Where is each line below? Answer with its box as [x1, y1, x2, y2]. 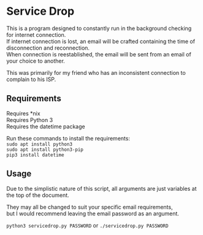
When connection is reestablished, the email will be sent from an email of [6, 50, 191, 58]
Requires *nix [6, 109, 41, 117]
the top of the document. [6, 191, 69, 199]
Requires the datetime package [6, 123, 85, 130]
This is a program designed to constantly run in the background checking [6, 25, 192, 32]
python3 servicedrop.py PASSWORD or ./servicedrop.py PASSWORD [6, 222, 169, 229]
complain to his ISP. [6, 75, 56, 83]
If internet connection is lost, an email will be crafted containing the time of [6, 37, 195, 45]
